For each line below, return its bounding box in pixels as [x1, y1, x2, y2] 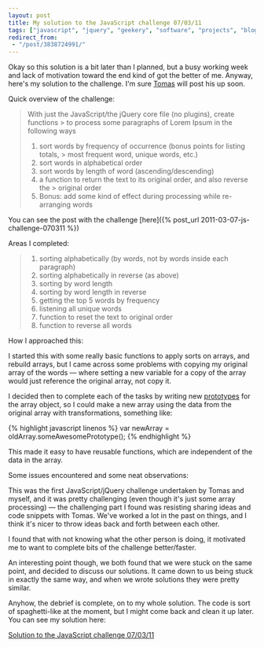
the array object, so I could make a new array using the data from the [8, 400, 232, 410]
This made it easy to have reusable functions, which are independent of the [8, 447, 253, 457]
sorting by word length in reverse [38, 288, 147, 297]
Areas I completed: [8, 239, 69, 248]
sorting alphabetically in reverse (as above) [38, 270, 179, 280]
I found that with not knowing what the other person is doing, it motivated [8, 535, 246, 544]
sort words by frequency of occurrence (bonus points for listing [38, 142, 246, 151]
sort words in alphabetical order [38, 158, 143, 167]
